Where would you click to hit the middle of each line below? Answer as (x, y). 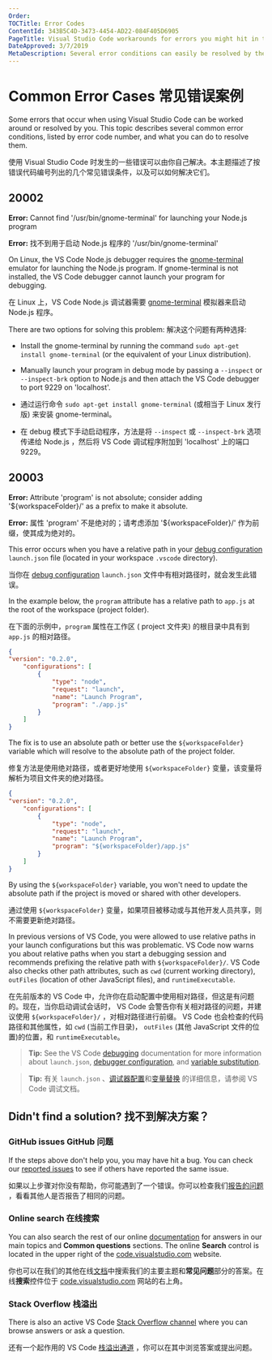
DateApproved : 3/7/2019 (49, 46)
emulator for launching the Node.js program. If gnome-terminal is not (123, 268)
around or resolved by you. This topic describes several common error (126, 127)
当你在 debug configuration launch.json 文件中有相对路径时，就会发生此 (129, 574)
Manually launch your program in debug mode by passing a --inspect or (141, 369)
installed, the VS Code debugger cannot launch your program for (117, 276)
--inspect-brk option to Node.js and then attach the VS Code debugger (140, 378)
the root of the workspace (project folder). (79, 609)
